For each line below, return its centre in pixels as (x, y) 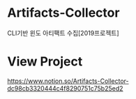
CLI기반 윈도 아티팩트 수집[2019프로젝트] (63, 33)
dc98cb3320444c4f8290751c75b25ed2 (65, 88)
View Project (45, 62)
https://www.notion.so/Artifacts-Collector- (68, 81)
